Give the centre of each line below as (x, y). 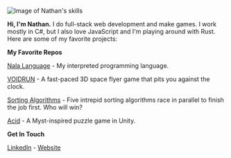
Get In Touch (26, 134)
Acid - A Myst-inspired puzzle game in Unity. (71, 121)
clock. (16, 86)
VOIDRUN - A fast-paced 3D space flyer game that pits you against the (109, 79)
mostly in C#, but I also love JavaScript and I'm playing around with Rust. (111, 32)
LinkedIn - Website (34, 148)
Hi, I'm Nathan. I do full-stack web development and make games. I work (112, 24)
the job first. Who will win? (45, 107)
